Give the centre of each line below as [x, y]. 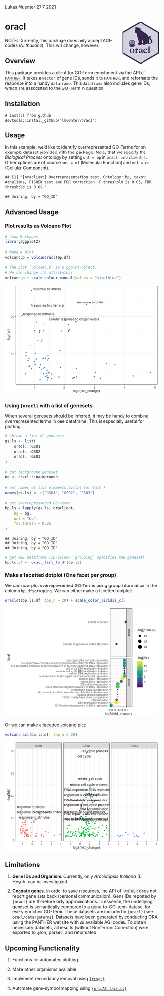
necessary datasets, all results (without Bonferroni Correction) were [80, 928]
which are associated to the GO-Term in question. [55, 88]
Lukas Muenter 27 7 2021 [31, 7]
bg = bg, [23, 513]
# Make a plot [20, 252]
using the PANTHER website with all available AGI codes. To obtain [79, 922]
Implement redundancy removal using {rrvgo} [58, 979]
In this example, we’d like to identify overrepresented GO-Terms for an [76, 147]
